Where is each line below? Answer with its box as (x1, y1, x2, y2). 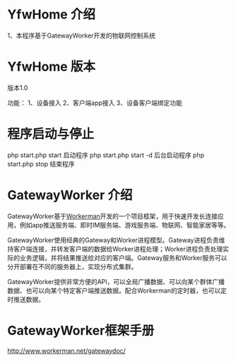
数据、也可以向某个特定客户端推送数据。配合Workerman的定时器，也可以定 (7, 286, 228, 295)
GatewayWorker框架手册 (7, 322, 155, 339)
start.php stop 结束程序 (7, 159, 76, 168)
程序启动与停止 (7, 126, 95, 142)
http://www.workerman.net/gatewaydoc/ (7, 346, 126, 355)
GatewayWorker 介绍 (7, 187, 133, 203)
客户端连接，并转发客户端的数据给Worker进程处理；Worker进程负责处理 (13, 244, 223, 253)
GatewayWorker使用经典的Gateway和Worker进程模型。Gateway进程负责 (7, 235, 219, 244)
